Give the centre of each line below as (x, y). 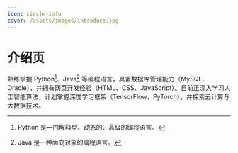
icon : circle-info (34, 14)
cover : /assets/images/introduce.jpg (63, 21)
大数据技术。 (26, 106)
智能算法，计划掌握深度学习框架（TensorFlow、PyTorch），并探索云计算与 (121, 97)
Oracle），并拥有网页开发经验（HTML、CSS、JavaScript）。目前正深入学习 (116, 88)
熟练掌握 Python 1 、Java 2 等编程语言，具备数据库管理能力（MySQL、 (108, 79)
